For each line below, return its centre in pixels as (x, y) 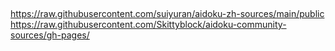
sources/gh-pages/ (50, 35)
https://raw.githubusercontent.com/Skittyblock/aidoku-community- (148, 25)
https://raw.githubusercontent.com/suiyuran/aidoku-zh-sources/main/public (167, 14)
